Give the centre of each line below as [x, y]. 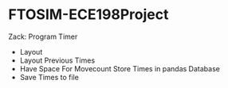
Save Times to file [49, 77]
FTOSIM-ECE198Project [88, 15]
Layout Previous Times [57, 60]
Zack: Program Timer [43, 36]
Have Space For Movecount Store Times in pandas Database [120, 68]
